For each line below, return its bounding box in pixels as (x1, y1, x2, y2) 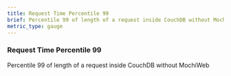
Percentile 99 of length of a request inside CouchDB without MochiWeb (7, 61, 210, 69)
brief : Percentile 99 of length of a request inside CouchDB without (7, 16, 211, 23)
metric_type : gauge (7, 23, 63, 29)
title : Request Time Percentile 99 (7, 10, 109, 17)
